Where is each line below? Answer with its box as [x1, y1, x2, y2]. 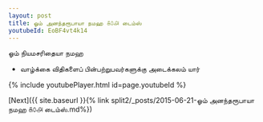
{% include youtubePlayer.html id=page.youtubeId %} [8, 81, 187, 90]
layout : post [8, 11, 52, 20]
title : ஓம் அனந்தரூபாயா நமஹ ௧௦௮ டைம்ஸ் [8, 19, 142, 27]
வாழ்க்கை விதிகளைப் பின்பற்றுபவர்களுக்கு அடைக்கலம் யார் [19, 65, 200, 74]
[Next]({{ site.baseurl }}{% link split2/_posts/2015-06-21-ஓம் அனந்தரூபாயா [8, 96, 255, 105]
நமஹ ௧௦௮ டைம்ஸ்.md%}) [8, 104, 93, 114]
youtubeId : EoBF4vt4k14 [8, 26, 88, 34]
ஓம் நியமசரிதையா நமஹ [8, 49, 84, 58]
